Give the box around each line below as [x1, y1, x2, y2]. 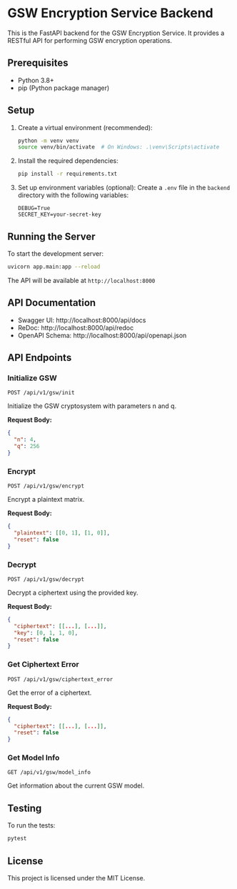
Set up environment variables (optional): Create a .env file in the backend [17, 184, 231, 192]
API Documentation [7, 297, 96, 309]
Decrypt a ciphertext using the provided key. [7, 588, 138, 597]
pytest [7, 835, 27, 843]
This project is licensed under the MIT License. [7, 873, 146, 882]
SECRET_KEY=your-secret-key [17, 211, 101, 219]
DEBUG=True [17, 205, 51, 212]
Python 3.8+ [17, 76, 55, 84]
